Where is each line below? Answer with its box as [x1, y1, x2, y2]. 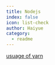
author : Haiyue [6, 25, 44, 31]
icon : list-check [6, 19, 49, 25]
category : [6, 31, 31, 37]
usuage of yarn [6, 53, 43, 59]
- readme [11, 36, 33, 42]
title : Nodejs [6, 8, 41, 15]
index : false [6, 14, 38, 20]
